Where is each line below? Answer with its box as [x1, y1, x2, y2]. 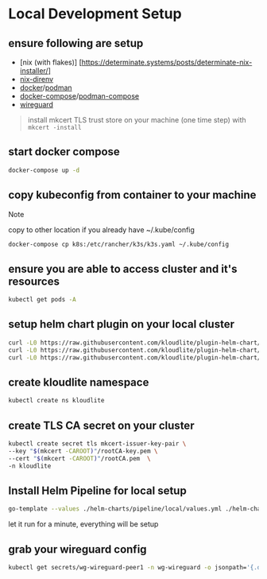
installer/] [19, 66, 52, 76]
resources [8, 274, 60, 288]
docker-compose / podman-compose [19, 91, 140, 100]
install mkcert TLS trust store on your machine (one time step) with [27, 115, 246, 124]
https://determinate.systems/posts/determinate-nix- [81, 57, 253, 67]
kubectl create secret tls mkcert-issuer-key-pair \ [8, 440, 187, 448]
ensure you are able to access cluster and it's [8, 262, 238, 275]
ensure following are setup [8, 37, 144, 50]
